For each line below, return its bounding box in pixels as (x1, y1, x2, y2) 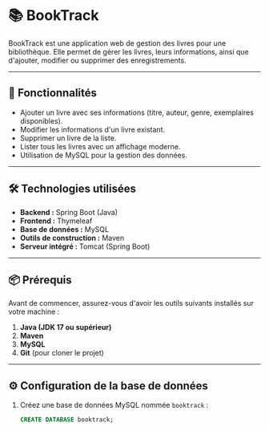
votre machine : (8, 307, 60, 317)
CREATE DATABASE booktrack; (19, 416, 114, 424)
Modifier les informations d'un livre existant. (19, 124, 166, 134)
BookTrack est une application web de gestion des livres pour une (8, 38, 227, 48)
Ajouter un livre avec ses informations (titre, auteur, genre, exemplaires (19, 108, 255, 117)
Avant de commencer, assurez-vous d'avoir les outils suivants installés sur (8, 299, 255, 308)
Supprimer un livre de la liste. (19, 133, 117, 143)
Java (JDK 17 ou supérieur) (19, 323, 112, 332)
